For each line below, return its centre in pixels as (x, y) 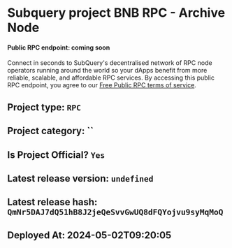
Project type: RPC (44, 107)
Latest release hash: (52, 202)
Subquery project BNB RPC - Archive (116, 13)
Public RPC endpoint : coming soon (59, 48)
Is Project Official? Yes (56, 155)
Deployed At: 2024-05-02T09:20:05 (89, 235)
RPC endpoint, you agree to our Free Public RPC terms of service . (102, 85)
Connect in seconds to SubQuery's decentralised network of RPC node (110, 63)
